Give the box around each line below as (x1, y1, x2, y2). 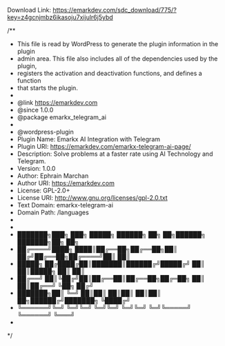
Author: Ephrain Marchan (17, 172, 89, 180)
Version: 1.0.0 (17, 165, 56, 172)
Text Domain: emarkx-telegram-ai (17, 201, 114, 209)
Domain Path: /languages (17, 208, 90, 216)
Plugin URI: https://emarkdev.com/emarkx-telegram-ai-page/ (17, 143, 191, 150)
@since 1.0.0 (17, 106, 54, 114)
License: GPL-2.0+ (17, 186, 70, 194)
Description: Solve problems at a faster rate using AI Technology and (17, 150, 213, 158)
